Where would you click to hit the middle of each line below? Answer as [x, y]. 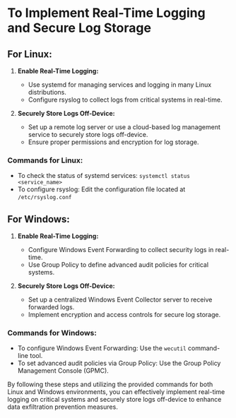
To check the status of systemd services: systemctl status [104, 176]
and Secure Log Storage [79, 28]
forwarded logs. [51, 307]
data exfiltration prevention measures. [63, 407]
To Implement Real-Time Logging [107, 13]
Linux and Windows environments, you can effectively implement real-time [116, 392]
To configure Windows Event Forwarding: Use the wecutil [102, 348]
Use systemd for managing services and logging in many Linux [120, 85]
